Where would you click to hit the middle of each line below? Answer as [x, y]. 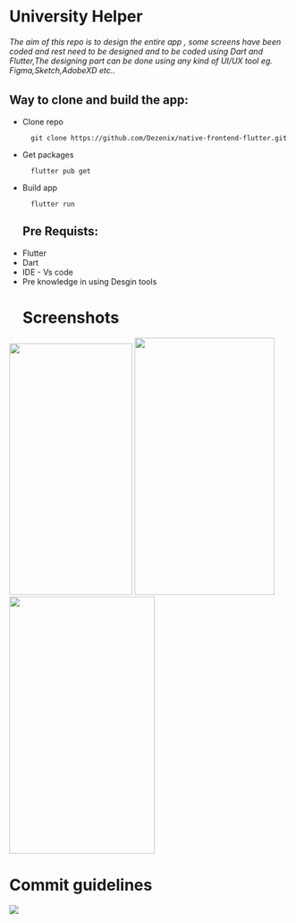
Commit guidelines [81, 885]
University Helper [76, 17]
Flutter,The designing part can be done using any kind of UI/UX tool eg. [141, 61]
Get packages [48, 155]
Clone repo [43, 122]
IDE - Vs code [47, 272]
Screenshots [71, 317]
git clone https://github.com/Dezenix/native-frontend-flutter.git [159, 138]
